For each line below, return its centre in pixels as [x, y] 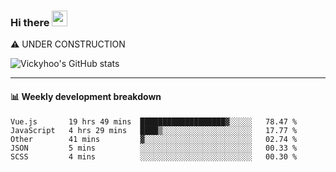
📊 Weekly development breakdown [86, 96]
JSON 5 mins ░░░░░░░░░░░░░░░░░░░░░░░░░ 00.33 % [154, 148]
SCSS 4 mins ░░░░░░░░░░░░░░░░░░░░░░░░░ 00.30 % [154, 156]
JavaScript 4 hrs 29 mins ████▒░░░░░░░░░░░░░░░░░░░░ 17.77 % [154, 130]
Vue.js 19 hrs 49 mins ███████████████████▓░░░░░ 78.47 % [154, 121]
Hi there [30, 22]
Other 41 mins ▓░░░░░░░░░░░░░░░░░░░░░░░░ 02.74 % [154, 139]
